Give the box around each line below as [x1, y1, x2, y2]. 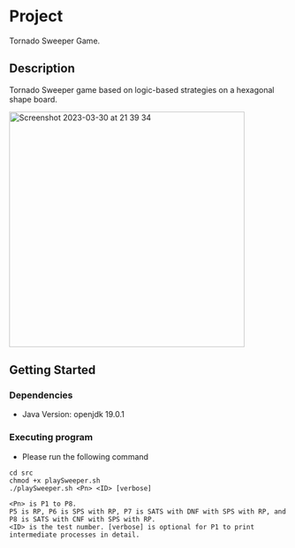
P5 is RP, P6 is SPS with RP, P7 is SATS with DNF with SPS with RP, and [9, 506, 287, 516]
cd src [9, 468, 34, 477]
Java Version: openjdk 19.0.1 [21, 409, 125, 420]
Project [9, 6, 64, 27]
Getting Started [9, 362, 96, 377]
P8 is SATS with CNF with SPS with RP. [9, 514, 156, 523]
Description [9, 61, 75, 76]
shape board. [9, 94, 57, 104]
